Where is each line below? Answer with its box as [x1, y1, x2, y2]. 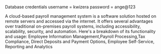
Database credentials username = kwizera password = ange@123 [5, 4, 136, 10]
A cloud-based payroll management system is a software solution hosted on [5, 13, 157, 19]
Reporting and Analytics [5, 44, 53, 49]
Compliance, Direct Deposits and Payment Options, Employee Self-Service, [5, 39, 155, 44]
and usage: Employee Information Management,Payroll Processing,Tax [5, 33, 146, 39]
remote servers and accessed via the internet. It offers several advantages [5, 19, 153, 24]
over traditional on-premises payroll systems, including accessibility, [5, 23, 141, 29]
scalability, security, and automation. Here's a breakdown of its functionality [5, 29, 156, 34]
